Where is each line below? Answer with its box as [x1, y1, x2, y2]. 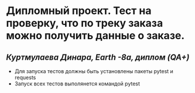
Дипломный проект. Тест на [6, 4, 152, 18]
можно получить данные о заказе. [6, 29, 185, 42]
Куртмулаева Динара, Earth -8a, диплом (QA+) [6, 52, 190, 62]
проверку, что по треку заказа [6, 16, 163, 30]
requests [14, 74, 36, 81]
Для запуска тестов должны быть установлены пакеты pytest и [14, 68, 174, 74]
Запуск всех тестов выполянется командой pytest [14, 80, 141, 87]
